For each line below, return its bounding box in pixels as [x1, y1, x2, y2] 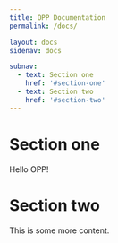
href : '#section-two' [25, 95, 105, 104]
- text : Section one [17, 71, 94, 80]
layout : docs [9, 38, 58, 47]
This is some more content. [9, 225, 110, 236]
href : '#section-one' [25, 79, 105, 88]
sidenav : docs [9, 46, 63, 55]
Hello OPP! [9, 163, 49, 175]
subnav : [9, 62, 38, 72]
